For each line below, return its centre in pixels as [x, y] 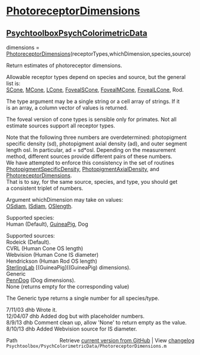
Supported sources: [31, 236]
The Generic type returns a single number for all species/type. [83, 298]
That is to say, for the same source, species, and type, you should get [92, 182]
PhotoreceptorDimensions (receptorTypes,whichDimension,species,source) [99, 54]
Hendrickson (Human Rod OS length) [52, 261]
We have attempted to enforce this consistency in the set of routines [90, 163]
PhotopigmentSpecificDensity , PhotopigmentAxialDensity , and [83, 169]
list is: [13, 83]
